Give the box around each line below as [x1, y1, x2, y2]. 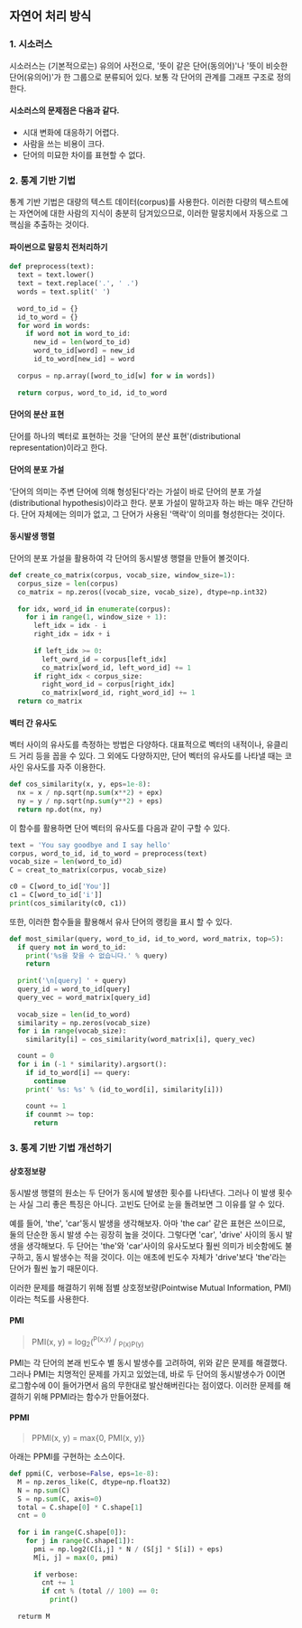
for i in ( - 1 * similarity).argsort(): [17, 1060, 168, 1069]
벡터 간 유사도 [9, 717, 57, 728]
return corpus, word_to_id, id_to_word [17, 388, 168, 398]
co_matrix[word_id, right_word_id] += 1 [41, 688, 196, 697]
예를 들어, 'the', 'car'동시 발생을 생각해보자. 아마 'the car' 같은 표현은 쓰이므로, [9, 1218, 286, 1229]
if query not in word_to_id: [17, 942, 127, 951]
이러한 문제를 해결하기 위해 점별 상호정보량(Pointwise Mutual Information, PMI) [9, 1282, 292, 1294]
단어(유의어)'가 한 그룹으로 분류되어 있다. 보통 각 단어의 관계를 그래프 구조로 [9, 71, 275, 82]
